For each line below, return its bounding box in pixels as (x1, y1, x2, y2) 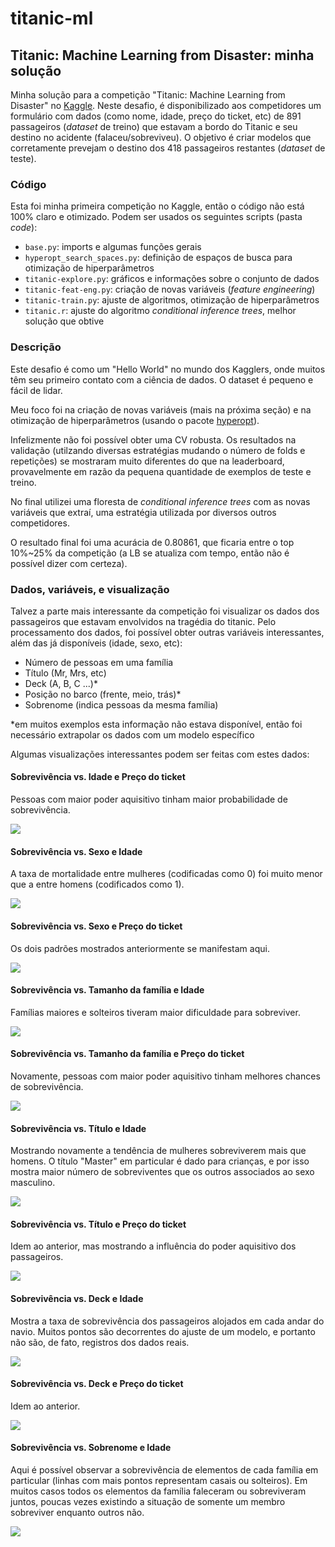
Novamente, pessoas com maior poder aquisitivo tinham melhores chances (10, 1070, 321, 1082)
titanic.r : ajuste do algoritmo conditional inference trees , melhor (24, 305, 297, 317)
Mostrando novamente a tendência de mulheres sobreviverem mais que (10, 1145, 307, 1157)
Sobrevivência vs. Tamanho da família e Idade (10, 984, 205, 996)
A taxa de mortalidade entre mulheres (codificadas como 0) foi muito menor (10, 868, 323, 880)
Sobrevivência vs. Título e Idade (10, 1122, 147, 1134)
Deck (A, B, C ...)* (24, 677, 98, 689)
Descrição (10, 340, 62, 354)
